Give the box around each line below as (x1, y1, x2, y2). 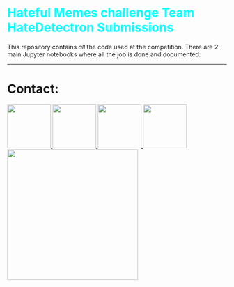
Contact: (7, 82, 59, 97)
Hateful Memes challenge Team (7, 5, 195, 21)
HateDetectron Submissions (7, 20, 174, 36)
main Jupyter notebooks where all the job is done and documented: (7, 50, 201, 59)
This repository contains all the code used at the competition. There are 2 (7, 42, 219, 51)
